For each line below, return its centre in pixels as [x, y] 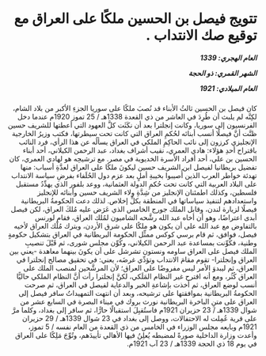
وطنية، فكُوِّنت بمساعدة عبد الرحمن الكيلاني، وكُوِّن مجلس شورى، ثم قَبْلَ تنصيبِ [141, 243]
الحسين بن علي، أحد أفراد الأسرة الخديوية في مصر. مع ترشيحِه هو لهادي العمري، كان [133, 159]
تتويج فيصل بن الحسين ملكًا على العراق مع [135, 19]
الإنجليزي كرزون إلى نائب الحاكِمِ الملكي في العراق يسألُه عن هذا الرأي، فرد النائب [138, 142]
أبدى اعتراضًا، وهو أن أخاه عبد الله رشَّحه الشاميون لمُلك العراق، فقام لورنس [146, 218]
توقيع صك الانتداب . [201, 35]
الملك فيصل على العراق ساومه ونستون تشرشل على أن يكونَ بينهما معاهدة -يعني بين [133, 252]
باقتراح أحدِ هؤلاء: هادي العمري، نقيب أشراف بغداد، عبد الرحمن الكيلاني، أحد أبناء [140, 150]
